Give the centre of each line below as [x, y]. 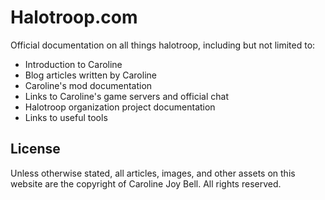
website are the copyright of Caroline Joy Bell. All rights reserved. [146, 183]
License [35, 149]
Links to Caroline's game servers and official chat [126, 96]
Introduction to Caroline [73, 64]
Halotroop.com [74, 17]
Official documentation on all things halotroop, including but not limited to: [163, 45]
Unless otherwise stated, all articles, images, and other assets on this [153, 173]
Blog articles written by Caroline [90, 75]
